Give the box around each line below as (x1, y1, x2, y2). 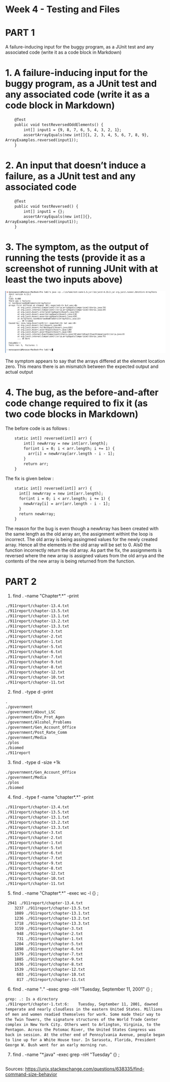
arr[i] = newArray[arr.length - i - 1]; (27, 451, 115, 456)
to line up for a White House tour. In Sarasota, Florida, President (5, 1037, 156, 1042)
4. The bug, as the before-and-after (5, 387, 159, 399)
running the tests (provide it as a (5, 252, 146, 264)
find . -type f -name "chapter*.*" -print (12, 794, 94, 800)
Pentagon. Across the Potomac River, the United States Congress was (5, 1027, 156, 1032)
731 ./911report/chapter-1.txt (16, 936, 83, 941)
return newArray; (18, 511, 56, 517)
